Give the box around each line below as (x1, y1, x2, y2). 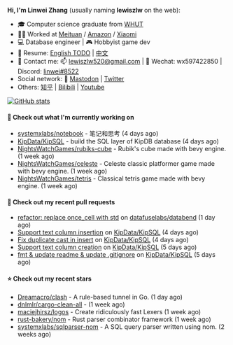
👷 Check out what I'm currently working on (7, 113, 134, 121)
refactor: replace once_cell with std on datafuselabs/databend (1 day (17, 213, 216, 222)
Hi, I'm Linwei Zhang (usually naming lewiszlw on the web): (7, 6, 181, 14)
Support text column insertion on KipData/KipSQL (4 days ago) (17, 228, 199, 237)
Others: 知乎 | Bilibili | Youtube (17, 83, 105, 91)
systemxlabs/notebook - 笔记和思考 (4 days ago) (17, 129, 159, 138)
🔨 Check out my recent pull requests (7, 197, 115, 206)
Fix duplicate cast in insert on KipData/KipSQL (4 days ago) (17, 236, 189, 244)
